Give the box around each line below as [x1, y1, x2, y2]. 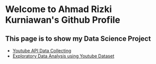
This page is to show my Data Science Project [5, 34, 151, 43]
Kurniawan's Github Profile [5, 14, 121, 26]
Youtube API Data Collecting [12, 48, 71, 53]
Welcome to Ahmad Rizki [5, 4, 112, 15]
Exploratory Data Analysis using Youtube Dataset [12, 53, 115, 59]
